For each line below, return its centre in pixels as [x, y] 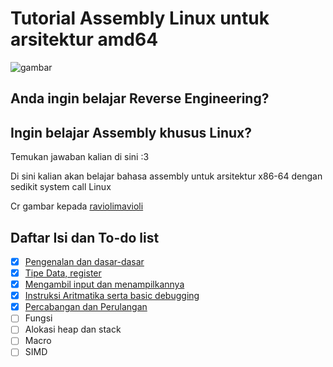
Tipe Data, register [63, 273]
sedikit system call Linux [61, 187]
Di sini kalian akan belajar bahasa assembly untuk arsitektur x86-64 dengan [166, 176]
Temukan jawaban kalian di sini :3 [80, 157]
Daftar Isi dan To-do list [85, 237]
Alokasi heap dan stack [73, 329]
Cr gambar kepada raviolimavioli [77, 206]
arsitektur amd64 [84, 39]
